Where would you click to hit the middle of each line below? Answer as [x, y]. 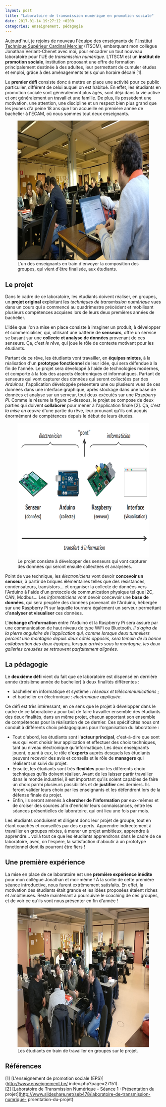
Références [23, 1066]
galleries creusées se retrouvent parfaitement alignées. [62, 649]
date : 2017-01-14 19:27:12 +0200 [40, 21]
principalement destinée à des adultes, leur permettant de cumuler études [81, 67]
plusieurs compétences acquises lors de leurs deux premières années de [80, 312]
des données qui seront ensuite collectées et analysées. [75, 567]
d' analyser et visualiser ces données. [44, 613]
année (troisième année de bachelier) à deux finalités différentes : [72, 681]
